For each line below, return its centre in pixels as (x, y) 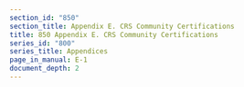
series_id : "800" (42, 43)
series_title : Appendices (58, 52)
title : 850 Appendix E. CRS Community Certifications (114, 34)
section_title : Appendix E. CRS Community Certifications (122, 26)
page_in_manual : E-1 (49, 60)
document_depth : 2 (44, 69)
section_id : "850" (44, 18)
